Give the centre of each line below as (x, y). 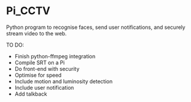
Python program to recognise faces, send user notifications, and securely (96, 27)
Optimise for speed (38, 75)
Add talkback (31, 94)
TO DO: (15, 45)
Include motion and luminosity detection (64, 81)
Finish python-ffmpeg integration (55, 56)
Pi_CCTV (28, 11)
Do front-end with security (47, 68)
